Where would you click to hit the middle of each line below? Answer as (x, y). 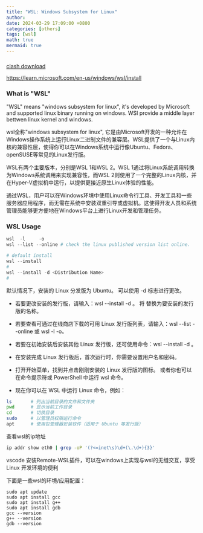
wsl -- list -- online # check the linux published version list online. (98, 245)
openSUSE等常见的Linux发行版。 (47, 155)
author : (16, 18)
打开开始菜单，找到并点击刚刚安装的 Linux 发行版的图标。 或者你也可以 (103, 370)
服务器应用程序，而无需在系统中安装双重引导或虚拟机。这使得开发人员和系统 (101, 203)
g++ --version (24, 518)
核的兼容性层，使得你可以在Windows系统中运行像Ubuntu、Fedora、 (91, 147)
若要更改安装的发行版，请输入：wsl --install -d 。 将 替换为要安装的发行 (104, 303)
